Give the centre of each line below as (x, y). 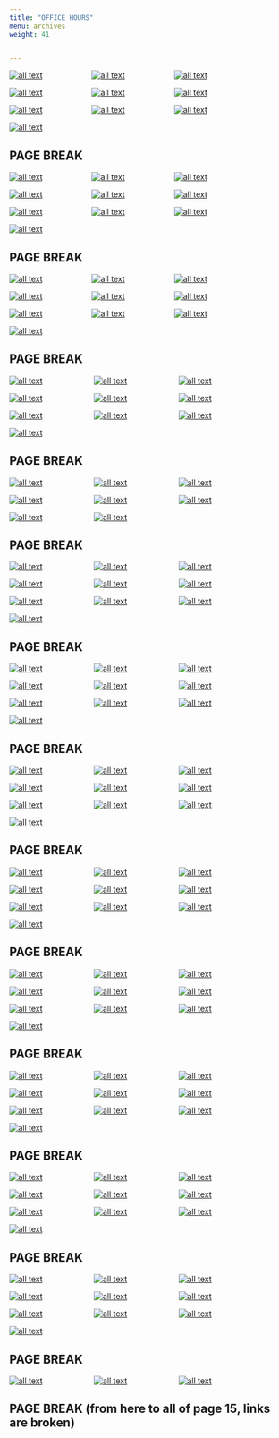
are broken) (42, 1423)
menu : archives (38, 26)
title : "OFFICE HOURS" (51, 17)
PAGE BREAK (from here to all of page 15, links (140, 1409)
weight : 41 (30, 34)
